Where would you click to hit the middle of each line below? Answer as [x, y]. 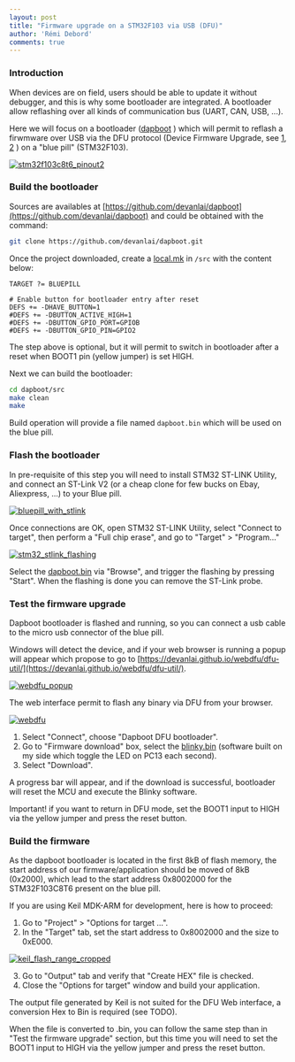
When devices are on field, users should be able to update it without [133, 92]
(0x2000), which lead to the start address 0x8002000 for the [121, 879]
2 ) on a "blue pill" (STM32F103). [69, 147]
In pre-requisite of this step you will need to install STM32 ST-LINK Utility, [143, 474]
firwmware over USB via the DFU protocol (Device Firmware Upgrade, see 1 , [148, 137]
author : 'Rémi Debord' [51, 34]
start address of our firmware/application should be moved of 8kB [129, 870]
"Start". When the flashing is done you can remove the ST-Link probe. [136, 581]
